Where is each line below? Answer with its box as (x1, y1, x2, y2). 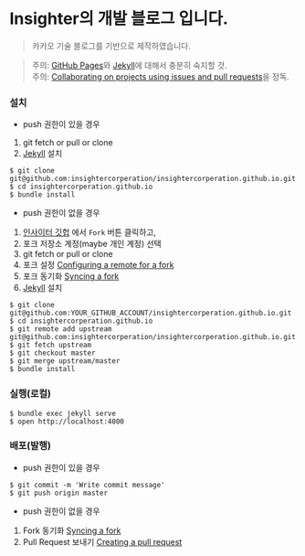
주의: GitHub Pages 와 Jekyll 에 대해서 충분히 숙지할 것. (31, 59, 227, 70)
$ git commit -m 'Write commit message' (9, 480, 166, 489)
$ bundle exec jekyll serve (9, 409, 117, 418)
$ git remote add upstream (9, 325, 112, 334)
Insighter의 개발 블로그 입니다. (9, 8, 228, 29)
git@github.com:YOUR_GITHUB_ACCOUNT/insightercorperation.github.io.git (9, 308, 292, 318)
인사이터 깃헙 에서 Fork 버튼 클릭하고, (22, 227, 157, 238)
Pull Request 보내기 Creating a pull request (22, 536, 183, 547)
